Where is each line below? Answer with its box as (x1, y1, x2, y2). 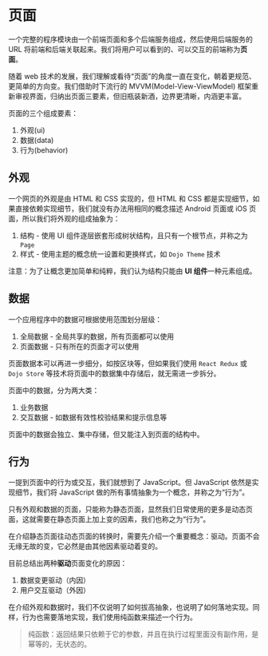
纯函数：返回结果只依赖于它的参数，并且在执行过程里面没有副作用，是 (27, 630, 259, 639)
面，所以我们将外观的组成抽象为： (8, 213, 120, 223)
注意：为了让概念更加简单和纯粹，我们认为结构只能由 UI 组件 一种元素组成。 (8, 266, 257, 276)
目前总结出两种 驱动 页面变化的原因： (8, 559, 128, 568)
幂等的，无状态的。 (27, 639, 92, 649)
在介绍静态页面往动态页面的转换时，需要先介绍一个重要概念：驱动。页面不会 (8, 531, 260, 541)
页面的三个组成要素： (8, 108, 78, 117)
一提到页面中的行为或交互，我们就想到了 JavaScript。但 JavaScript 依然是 (8, 478, 253, 487)
